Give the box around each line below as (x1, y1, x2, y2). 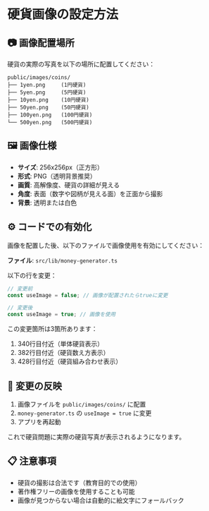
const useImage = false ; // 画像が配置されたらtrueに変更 (7, 291, 168, 299)
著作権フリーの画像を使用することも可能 (17, 487, 135, 495)
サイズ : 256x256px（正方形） (17, 163, 103, 172)
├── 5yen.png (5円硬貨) (7, 89, 87, 96)
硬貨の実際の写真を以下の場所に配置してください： (7, 60, 156, 68)
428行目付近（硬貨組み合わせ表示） (17, 357, 122, 366)
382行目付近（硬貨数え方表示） (17, 349, 110, 357)
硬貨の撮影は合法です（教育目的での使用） (17, 478, 141, 487)
